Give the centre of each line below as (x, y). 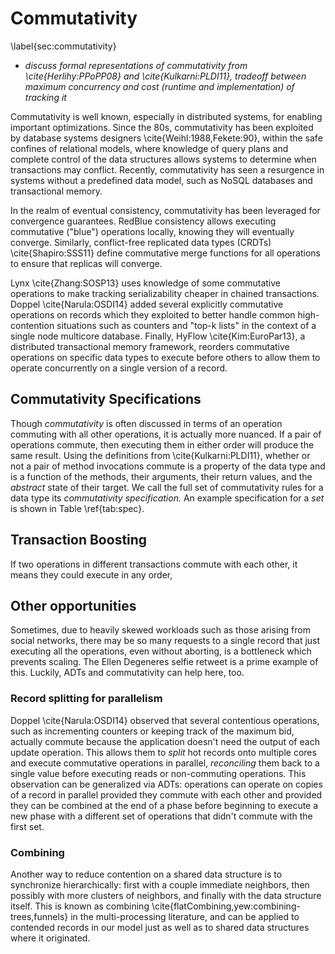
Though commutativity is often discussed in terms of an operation (146, 423)
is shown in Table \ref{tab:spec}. (77, 508)
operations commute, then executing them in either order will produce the (162, 444)
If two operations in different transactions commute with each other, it (154, 564)
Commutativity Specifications (106, 399)
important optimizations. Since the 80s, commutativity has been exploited (162, 127)
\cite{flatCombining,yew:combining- (226, 906)
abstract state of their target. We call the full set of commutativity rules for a (167, 487)
